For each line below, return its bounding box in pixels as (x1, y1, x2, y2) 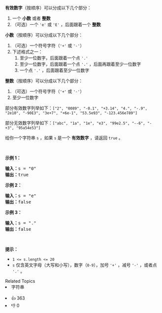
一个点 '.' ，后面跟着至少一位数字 (19, 67, 90, 73)
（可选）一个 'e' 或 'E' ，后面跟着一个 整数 (12, 22, 101, 27)
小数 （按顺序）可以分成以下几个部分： (5, 32, 83, 38)
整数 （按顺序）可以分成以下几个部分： (5, 78, 83, 84)
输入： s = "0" (5, 166, 37, 171)
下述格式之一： (12, 49, 43, 54)
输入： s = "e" (5, 193, 37, 199)
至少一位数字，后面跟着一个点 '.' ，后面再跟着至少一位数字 (19, 61, 141, 67)
